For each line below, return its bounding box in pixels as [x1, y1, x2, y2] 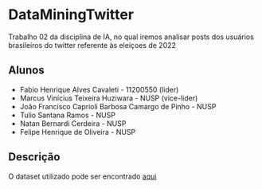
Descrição [8, 150, 61, 164]
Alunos [8, 64, 45, 77]
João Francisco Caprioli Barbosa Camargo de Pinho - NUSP [19, 101, 217, 111]
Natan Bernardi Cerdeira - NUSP [19, 118, 127, 128]
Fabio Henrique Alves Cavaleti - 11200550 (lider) [19, 85, 179, 94]
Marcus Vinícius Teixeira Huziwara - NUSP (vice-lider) [19, 93, 198, 103]
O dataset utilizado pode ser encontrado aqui [8, 171, 157, 181]
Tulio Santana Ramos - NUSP [19, 110, 115, 120]
